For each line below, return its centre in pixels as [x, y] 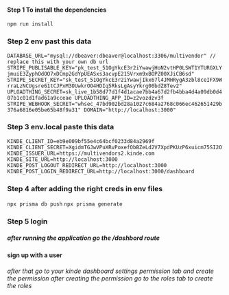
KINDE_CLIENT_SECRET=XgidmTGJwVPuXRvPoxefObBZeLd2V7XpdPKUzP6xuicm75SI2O [115, 147]
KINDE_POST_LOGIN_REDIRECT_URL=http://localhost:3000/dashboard [101, 171]
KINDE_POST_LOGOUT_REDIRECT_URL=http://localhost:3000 [87, 165]
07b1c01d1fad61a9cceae [39, 98]
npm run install [30, 24]
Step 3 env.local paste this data [61, 127]
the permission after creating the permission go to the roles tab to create [110, 278]
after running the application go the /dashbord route [83, 238]
